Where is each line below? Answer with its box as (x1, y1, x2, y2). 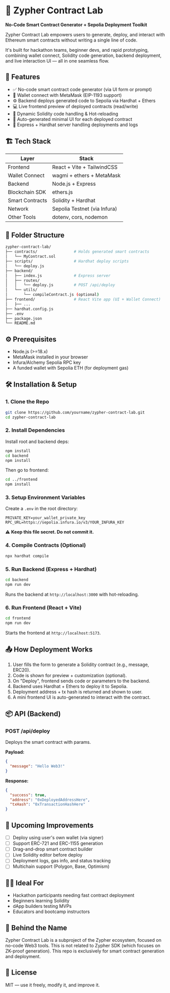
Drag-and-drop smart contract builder (12, 846, 93, 853)
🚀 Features (5, 73, 40, 82)
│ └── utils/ (5, 287, 38, 293)
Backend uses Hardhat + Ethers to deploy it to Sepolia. (12, 683, 128, 689)
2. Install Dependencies (5, 427, 65, 434)
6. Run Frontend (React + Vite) (5, 604, 82, 611)
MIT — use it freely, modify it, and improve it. (5, 982, 100, 988)
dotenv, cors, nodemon (52, 213, 108, 220)
